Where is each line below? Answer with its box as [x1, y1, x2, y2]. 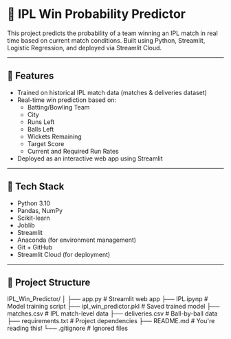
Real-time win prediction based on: [16, 96, 117, 104]
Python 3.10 [16, 199, 50, 207]
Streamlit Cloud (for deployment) [16, 250, 111, 258]
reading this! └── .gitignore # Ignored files [7, 324, 129, 333]
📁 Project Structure [7, 276, 91, 288]
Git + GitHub [16, 243, 53, 251]
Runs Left [27, 117, 55, 126]
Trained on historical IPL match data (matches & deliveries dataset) [16, 88, 208, 96]
